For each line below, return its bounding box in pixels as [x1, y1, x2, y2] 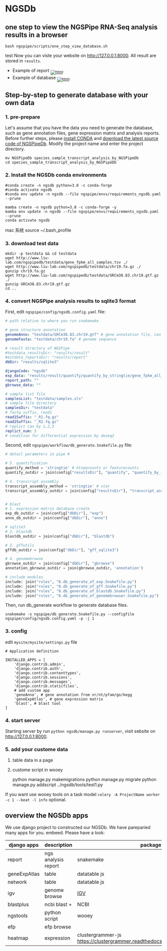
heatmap [7, 935, 28, 942]
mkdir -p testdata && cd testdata [5, 251, 77, 256]
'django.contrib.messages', [14, 679, 72, 684]
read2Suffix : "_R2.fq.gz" [5, 419, 59, 424]
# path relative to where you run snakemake [5, 318, 99, 324]
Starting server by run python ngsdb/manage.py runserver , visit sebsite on [5, 728, 156, 734]
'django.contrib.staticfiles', [14, 683, 79, 688]
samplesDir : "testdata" [5, 406, 55, 410]
